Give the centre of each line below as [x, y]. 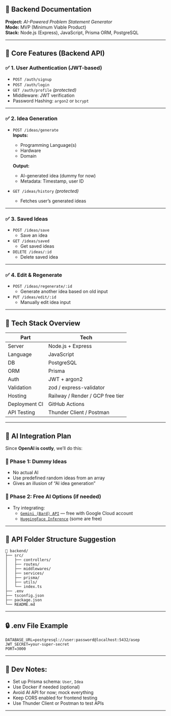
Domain [28, 156]
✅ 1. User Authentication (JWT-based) [54, 68]
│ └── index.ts [24, 587]
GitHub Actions [66, 404]
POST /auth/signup [32, 80]
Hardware [31, 150]
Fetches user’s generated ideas [53, 201]
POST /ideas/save [31, 231]
